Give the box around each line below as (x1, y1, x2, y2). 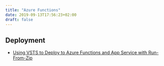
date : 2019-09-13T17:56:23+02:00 (5, 12, 77, 17)
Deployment (5, 36, 46, 45)
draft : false (5, 17, 33, 22)
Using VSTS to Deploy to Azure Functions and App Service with (12, 50, 148, 56)
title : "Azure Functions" (5, 7, 60, 13)
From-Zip (12, 55, 33, 61)
